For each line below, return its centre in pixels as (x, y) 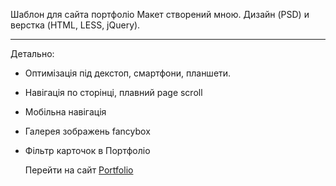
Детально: (32, 53)
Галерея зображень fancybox (87, 131)
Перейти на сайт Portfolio (79, 170)
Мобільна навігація (65, 112)
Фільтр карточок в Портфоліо (87, 150)
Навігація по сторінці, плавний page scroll (113, 92)
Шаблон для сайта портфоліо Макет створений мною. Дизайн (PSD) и (160, 14)
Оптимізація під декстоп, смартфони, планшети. (128, 73)
